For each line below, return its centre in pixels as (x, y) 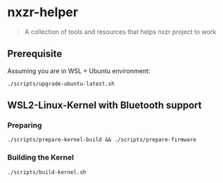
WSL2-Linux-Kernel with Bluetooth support (104, 105)
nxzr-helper (43, 12)
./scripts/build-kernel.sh (47, 172)
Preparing (25, 125)
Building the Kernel (40, 158)
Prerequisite (35, 54)
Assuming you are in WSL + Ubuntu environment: (79, 70)
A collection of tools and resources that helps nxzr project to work (120, 32)
